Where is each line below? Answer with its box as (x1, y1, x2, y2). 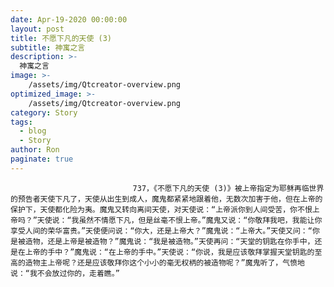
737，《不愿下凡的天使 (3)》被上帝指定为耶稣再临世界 (132, 183, 325, 193)
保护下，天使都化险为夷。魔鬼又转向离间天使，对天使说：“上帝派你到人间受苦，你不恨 (10, 204, 313, 215)
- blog (19, 126, 47, 136)
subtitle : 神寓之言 (10, 42, 86, 53)
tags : (10, 117, 33, 127)
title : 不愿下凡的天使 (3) (10, 33, 112, 43)
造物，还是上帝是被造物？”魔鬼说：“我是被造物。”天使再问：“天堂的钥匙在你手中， (24, 236, 315, 246)
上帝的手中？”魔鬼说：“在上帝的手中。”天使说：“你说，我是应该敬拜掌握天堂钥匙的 (24, 247, 315, 257)
